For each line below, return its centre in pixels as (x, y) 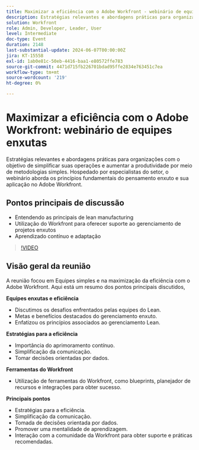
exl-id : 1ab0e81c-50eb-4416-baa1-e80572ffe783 (65, 61)
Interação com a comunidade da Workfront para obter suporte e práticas (103, 435)
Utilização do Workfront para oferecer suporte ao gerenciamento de (98, 223)
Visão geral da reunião (48, 266)
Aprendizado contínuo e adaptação (58, 236)
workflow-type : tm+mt (33, 72)
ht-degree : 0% (24, 83)
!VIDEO (29, 247)
